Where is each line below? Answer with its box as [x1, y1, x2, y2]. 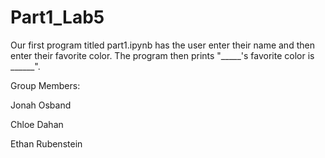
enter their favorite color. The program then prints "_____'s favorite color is [10, 49, 315, 61]
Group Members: [10, 79, 81, 91]
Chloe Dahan [10, 118, 64, 130]
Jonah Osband [10, 99, 72, 111]
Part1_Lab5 [10, 6, 105, 29]
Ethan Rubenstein [10, 137, 83, 150]
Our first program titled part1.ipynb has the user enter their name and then [10, 39, 315, 51]
